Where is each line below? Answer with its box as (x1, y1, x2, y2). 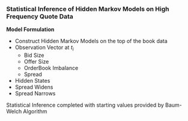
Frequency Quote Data (6, 12, 74, 20)
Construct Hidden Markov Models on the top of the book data (14, 38, 168, 45)
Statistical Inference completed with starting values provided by (6, 101, 164, 109)
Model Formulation (6, 26, 55, 33)
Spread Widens (14, 83, 53, 91)
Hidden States (14, 77, 50, 84)
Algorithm (23, 108, 47, 115)
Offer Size (23, 58, 49, 65)
